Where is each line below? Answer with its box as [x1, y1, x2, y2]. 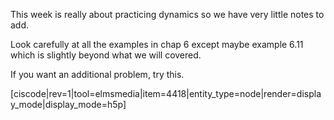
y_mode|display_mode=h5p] [10, 99, 127, 110]
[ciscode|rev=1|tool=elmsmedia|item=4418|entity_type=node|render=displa [10, 88, 322, 99]
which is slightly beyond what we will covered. [10, 49, 202, 61]
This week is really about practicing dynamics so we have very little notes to [10, 9, 325, 20]
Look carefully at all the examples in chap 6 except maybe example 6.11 [10, 39, 304, 50]
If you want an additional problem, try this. [10, 69, 185, 80]
